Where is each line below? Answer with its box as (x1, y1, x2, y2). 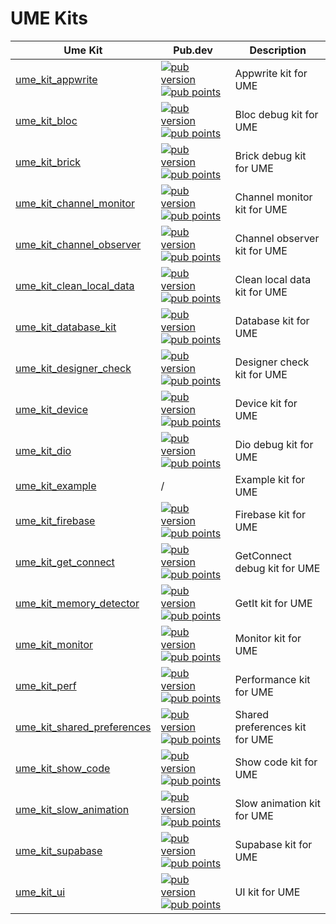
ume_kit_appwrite (15, 72, 98, 86)
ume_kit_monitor (15, 637, 93, 651)
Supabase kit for (234, 837, 313, 851)
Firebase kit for (234, 507, 307, 521)
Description (249, 43, 307, 57)
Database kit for (234, 313, 310, 327)
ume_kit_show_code (15, 761, 111, 775)
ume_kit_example (15, 478, 97, 492)
